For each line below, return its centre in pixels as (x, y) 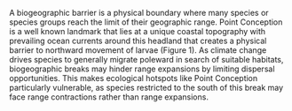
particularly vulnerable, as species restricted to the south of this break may (146, 88)
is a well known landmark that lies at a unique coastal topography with (138, 31)
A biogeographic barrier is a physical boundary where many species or (139, 13)
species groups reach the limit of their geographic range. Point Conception (146, 22)
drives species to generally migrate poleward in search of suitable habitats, (146, 59)
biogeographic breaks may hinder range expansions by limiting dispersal (142, 69)
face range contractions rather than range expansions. (109, 97)
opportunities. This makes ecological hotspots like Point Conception (134, 78)
